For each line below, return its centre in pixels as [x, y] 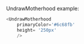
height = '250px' [37, 30]
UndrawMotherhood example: [43, 9]
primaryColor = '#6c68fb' [46, 25]
